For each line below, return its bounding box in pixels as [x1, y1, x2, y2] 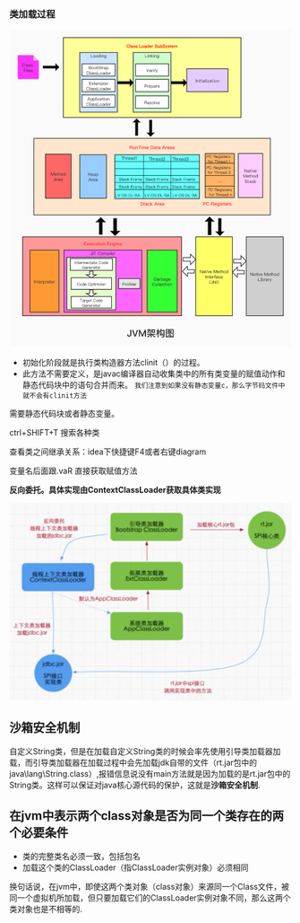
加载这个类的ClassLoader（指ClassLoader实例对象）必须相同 [21, 862, 249, 873]
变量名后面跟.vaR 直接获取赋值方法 [9, 465, 138, 477]
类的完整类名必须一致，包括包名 [21, 850, 141, 861]
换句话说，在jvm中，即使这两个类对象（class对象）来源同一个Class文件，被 [9, 881, 289, 892]
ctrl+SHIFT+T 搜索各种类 [9, 427, 100, 438]
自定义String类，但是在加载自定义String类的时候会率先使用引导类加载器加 [9, 745, 281, 756]
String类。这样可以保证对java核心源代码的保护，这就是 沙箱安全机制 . [9, 779, 261, 790]
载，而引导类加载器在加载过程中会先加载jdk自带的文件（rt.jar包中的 [9, 757, 258, 768]
